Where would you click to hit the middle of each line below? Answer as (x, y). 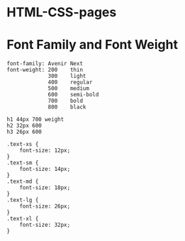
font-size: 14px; (45, 169)
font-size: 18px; (45, 188)
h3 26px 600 (24, 132)
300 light (67, 76)
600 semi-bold (73, 95)
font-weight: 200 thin (45, 70)
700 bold (65, 101)
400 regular (70, 82)
